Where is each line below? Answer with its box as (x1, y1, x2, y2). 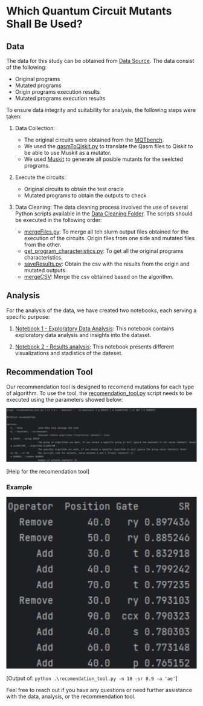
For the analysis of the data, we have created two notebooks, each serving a (6, 307, 197, 314)
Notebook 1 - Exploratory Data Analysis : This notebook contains (14, 325, 175, 332)
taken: (6, 113, 22, 120)
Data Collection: (14, 125, 56, 131)
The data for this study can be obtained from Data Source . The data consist (6, 57, 195, 64)
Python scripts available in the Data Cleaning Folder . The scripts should (14, 210, 193, 217)
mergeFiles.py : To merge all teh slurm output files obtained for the (24, 228, 189, 235)
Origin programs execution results (14, 88, 100, 95)
